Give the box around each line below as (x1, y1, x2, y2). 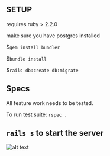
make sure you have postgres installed (6, 32, 101, 39)
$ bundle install (6, 55, 47, 62)
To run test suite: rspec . (6, 111, 67, 118)
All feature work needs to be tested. (6, 99, 93, 106)
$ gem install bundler (6, 43, 60, 50)
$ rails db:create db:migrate (6, 66, 79, 74)
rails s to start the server (6, 128, 104, 138)
